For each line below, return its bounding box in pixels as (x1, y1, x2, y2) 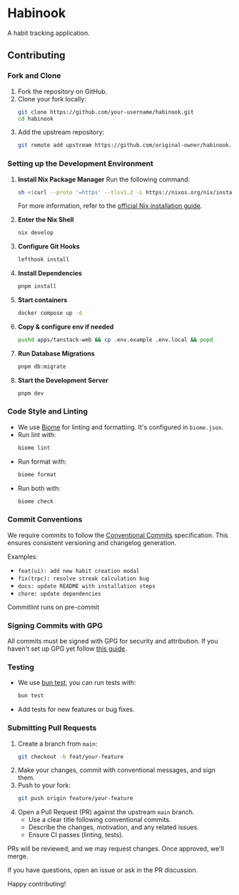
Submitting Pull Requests (7, 723, 97, 733)
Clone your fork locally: (17, 94, 87, 103)
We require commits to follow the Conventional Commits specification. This (7, 531, 228, 539)
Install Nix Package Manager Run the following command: (17, 175, 190, 184)
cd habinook (17, 115, 54, 122)
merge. (7, 852, 29, 861)
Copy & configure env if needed (17, 322, 114, 331)
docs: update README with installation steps (17, 582, 156, 590)
